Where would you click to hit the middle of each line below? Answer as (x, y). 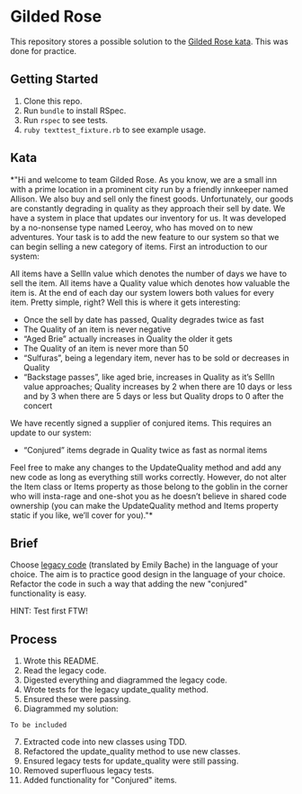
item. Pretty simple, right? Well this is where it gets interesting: (125, 302)
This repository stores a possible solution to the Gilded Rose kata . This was (149, 41)
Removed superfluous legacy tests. (89, 771)
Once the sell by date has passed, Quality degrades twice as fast (143, 319)
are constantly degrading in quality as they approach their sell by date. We (148, 208)
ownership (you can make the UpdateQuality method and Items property (145, 505)
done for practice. (44, 50)
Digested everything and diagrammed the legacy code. (125, 680)
